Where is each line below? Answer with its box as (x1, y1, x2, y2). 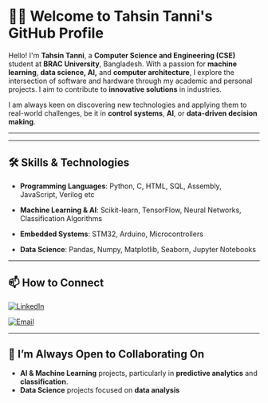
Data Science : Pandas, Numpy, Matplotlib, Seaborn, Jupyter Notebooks (19, 244, 257, 254)
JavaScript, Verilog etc (19, 189, 95, 199)
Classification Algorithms (19, 213, 102, 223)
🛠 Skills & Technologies (8, 156, 130, 170)
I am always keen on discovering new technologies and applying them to (8, 100, 247, 109)
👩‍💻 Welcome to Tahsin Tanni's (8, 7, 213, 26)
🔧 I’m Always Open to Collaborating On (8, 347, 205, 361)
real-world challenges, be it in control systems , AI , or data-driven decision (8, 108, 258, 118)
